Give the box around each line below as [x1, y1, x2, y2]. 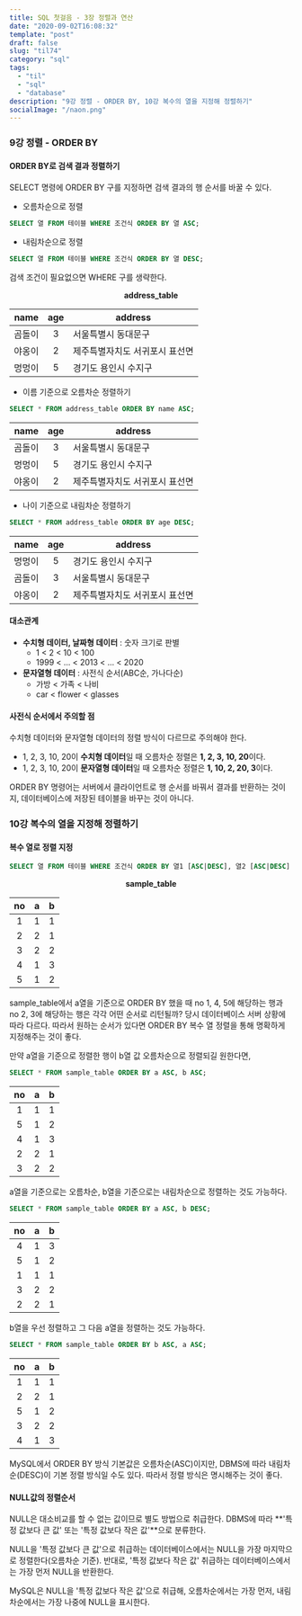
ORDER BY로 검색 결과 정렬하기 [9, 160, 120, 171]
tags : [9, 64, 30, 73]
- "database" [17, 88, 67, 97]
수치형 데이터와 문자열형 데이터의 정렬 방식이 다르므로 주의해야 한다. [9, 732, 247, 743]
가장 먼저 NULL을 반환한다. [18, 1567, 114, 1577]
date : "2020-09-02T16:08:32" [9, 22, 119, 31]
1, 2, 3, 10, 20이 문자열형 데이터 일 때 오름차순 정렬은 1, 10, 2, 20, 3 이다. [22, 763, 273, 773]
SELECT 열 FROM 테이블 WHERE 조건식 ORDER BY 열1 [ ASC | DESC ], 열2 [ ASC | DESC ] [9, 862, 290, 871]
